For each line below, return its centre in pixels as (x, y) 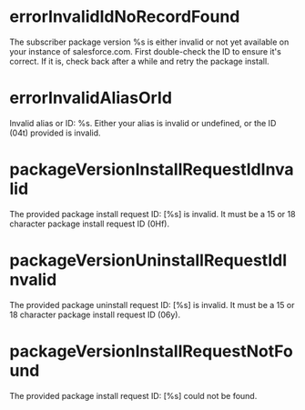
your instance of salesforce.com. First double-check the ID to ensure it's (146, 51)
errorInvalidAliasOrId (91, 98)
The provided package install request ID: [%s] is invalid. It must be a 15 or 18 (152, 214)
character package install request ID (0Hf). (90, 224)
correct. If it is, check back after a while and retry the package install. (140, 61)
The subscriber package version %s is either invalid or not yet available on (149, 42)
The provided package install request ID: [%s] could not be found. (133, 395)
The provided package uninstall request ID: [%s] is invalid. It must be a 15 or (152, 305)
